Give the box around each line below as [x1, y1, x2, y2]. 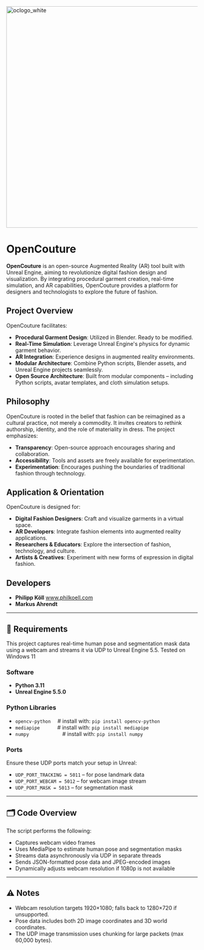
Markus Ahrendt [15, 601, 58, 608]
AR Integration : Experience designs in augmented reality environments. [15, 353, 195, 360]
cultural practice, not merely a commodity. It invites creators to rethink [6, 419, 182, 426]
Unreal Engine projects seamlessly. [15, 366, 103, 373]
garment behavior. [15, 346, 61, 354]
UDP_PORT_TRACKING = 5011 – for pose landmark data [15, 771, 144, 778]
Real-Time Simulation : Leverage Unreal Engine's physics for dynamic [15, 340, 190, 347]
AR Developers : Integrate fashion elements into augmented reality [15, 528, 181, 535]
